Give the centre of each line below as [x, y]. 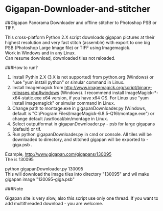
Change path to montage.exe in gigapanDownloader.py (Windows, [79, 108]
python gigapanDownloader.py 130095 [44, 169]
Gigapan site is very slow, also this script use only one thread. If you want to [82, 198]
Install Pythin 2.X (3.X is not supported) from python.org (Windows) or [83, 77]
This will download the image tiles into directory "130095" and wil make [77, 174]
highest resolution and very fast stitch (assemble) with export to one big [78, 42]
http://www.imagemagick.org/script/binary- [108, 87]
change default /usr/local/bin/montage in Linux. [60, 118]
